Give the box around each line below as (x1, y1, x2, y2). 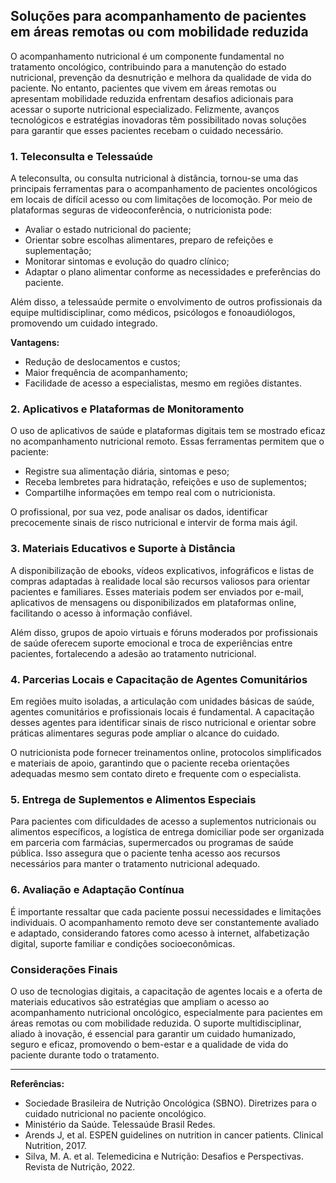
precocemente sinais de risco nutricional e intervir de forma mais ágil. (10, 517, 298, 529)
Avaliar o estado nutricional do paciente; (24, 224, 192, 236)
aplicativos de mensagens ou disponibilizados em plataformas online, (10, 596, 297, 608)
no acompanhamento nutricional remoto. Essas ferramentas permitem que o (10, 435, 325, 448)
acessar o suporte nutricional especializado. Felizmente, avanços (10, 103, 280, 115)
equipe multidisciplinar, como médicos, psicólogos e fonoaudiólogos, (10, 307, 296, 319)
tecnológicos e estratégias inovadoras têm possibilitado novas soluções (10, 114, 307, 126)
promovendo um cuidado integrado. (10, 317, 158, 329)
